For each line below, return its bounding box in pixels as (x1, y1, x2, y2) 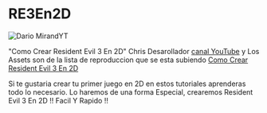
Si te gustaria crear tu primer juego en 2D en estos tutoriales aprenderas (8, 79, 246, 88)
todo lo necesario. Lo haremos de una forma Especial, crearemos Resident (8, 87, 253, 96)
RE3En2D (8, 5, 72, 23)
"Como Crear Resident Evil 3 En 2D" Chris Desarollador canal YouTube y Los (8, 46, 260, 56)
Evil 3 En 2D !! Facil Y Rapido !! (8, 95, 109, 105)
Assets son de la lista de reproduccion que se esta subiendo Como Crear (8, 55, 249, 64)
